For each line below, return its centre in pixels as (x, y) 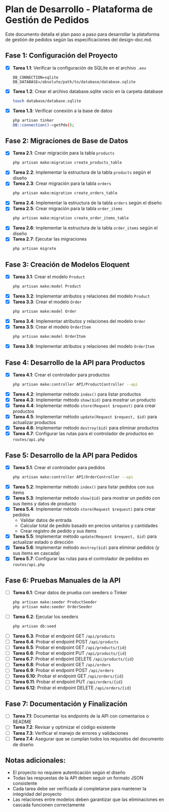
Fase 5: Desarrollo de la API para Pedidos (72, 455)
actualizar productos (34, 423)
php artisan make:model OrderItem (49, 337)
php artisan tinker (33, 120)
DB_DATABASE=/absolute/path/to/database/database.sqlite (74, 82)
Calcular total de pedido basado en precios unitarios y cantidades (89, 526)
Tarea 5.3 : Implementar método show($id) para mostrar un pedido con (86, 498)
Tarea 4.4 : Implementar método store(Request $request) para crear (84, 405)
